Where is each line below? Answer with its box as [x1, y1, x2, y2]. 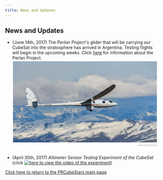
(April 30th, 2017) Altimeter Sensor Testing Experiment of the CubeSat [12, 154, 154, 160]
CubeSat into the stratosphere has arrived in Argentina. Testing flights [12, 44, 153, 51]
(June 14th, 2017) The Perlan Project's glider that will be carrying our [12, 40, 151, 45]
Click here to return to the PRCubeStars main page [5, 169, 107, 175]
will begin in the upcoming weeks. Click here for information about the [12, 50, 154, 56]
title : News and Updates [5, 8, 56, 13]
